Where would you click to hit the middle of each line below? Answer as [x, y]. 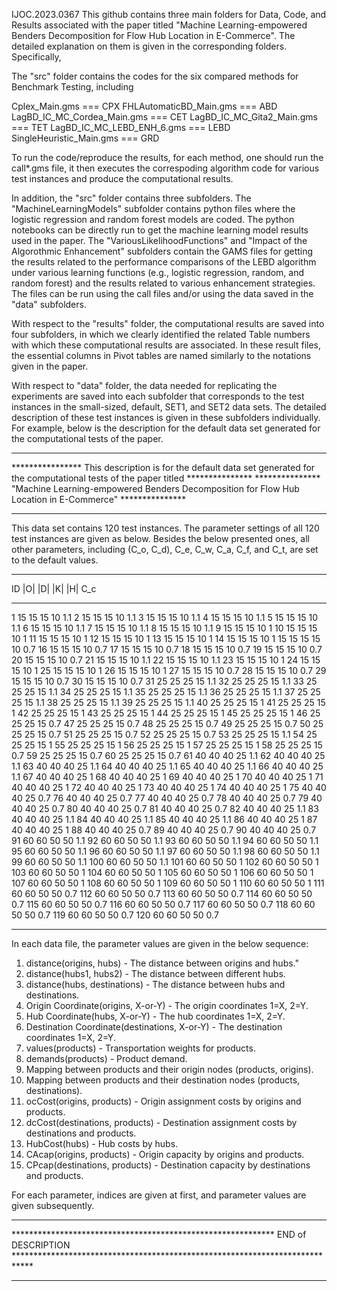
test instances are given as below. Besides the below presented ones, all [160, 538]
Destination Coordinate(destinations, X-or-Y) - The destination [154, 1027]
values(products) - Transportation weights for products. [140, 1048]
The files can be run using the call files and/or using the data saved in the [162, 293]
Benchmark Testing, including [72, 87]
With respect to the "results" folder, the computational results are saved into [168, 323]
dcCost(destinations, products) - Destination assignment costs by [161, 1122]
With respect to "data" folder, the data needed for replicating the [144, 385]
